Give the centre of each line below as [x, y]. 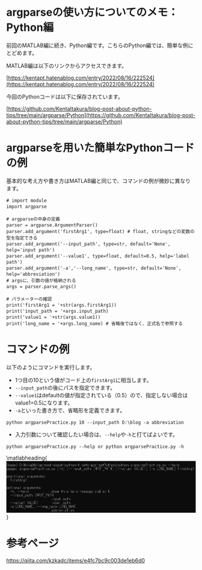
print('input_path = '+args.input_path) [58, 311]
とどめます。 [22, 53]
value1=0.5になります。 [44, 403]
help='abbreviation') [33, 274]
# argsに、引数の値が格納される [41, 280]
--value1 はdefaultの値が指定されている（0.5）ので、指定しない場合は [101, 395]
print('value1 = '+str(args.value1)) [54, 317]
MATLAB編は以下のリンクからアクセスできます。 [67, 66]
